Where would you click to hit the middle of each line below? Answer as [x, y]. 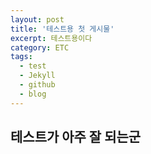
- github [37, 85]
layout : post [37, 19]
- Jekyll [37, 76]
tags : [21, 57]
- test [33, 66]
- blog [33, 94]
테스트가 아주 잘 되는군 [76, 137]
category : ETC [40, 47]
